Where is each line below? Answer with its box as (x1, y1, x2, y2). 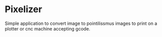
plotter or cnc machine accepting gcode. (5, 25, 90, 31)
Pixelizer (5, 4, 42, 15)
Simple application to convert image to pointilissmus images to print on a (5, 20, 157, 26)
